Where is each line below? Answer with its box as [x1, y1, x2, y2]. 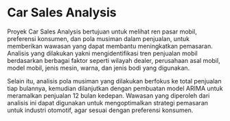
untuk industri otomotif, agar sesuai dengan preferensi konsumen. [7, 106, 194, 114]
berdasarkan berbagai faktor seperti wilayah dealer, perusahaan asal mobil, [7, 56, 221, 64]
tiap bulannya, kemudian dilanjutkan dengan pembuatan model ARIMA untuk [7, 84, 223, 92]
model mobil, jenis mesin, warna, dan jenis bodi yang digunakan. [7, 64, 190, 72]
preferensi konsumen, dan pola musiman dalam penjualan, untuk [7, 34, 190, 42]
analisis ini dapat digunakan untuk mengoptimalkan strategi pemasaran [7, 98, 208, 107]
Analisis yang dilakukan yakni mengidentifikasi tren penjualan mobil [7, 49, 198, 57]
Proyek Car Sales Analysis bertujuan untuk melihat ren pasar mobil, [7, 27, 197, 36]
